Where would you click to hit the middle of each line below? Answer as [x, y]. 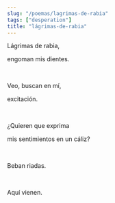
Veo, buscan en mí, [34, 86]
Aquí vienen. [25, 193]
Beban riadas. [27, 166]
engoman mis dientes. [38, 59]
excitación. [23, 99]
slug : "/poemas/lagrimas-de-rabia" [58, 13]
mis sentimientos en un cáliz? [49, 139]
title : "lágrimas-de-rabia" [47, 26]
